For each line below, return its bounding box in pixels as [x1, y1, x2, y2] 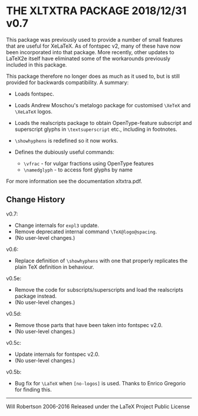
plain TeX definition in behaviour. [14, 263, 94, 270]
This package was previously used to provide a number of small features [6, 36, 183, 43]
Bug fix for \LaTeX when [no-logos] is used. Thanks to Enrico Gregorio [14, 379, 186, 387]
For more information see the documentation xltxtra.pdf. [6, 177, 143, 184]
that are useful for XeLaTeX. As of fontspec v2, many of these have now [6, 42, 181, 49]
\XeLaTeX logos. [14, 108, 53, 115]
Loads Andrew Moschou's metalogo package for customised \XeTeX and [14, 101, 191, 108]
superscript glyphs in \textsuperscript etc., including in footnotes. [14, 126, 178, 133]
